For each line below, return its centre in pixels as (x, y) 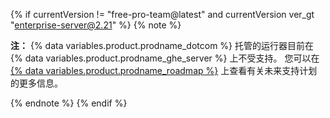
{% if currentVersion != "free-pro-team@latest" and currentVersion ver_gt (162, 14)
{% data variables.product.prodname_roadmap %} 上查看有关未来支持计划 (164, 70)
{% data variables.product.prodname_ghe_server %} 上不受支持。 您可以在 (165, 58)
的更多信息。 (36, 83)
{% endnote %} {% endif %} (69, 103)
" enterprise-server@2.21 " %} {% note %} (96, 25)
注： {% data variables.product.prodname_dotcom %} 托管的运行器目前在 (162, 45)
